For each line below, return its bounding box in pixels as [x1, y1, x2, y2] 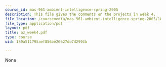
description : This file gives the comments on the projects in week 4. [5, 12, 156, 17]
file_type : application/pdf [5, 21, 63, 26]
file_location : [5, 16, 37, 21]
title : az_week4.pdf [5, 30, 48, 35]
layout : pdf [5, 26, 30, 31]
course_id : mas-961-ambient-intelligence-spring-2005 [5, 7, 119, 12]
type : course [5, 35, 32, 40]
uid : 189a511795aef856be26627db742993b [5, 39, 87, 44]
